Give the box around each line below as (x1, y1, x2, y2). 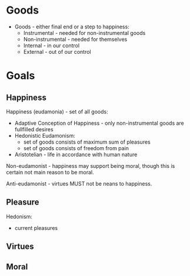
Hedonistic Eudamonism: (14, 132, 75, 139)
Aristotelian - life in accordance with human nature (14, 151, 138, 158)
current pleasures (14, 224, 58, 231)
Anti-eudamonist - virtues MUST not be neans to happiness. (6, 180, 152, 187)
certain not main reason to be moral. (6, 168, 94, 176)
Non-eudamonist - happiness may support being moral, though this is (6, 162, 175, 169)
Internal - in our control (23, 42, 80, 49)
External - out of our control (23, 48, 91, 55)
